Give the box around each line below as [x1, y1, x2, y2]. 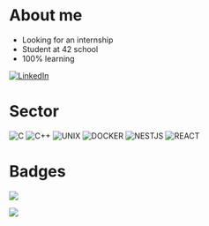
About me [9, 5, 83, 26]
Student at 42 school [21, 43, 99, 54]
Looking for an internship [21, 34, 114, 45]
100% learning [21, 53, 75, 64]
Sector [9, 102, 60, 122]
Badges [9, 162, 66, 182]
